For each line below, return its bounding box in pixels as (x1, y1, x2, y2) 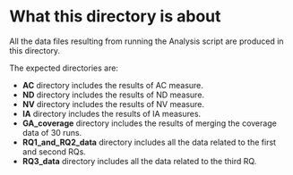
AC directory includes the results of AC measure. (22, 79, 204, 90)
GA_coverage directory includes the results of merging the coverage (22, 118, 278, 129)
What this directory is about (9, 6, 221, 27)
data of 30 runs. (22, 127, 82, 137)
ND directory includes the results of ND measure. (22, 89, 204, 100)
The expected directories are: (9, 62, 119, 73)
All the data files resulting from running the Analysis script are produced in (9, 36, 284, 46)
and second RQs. (22, 146, 87, 157)
